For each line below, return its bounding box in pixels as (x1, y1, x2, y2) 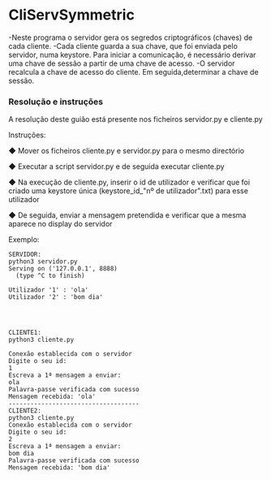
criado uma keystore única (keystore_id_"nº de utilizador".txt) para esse (8, 186, 249, 196)
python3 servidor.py (8, 257, 79, 266)
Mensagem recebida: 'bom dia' (8, 464, 111, 472)
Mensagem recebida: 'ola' (8, 392, 96, 401)
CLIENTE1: (8, 329, 42, 337)
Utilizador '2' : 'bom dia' (8, 293, 104, 301)
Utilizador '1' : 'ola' (8, 286, 89, 294)
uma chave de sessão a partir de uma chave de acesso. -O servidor (8, 58, 235, 68)
